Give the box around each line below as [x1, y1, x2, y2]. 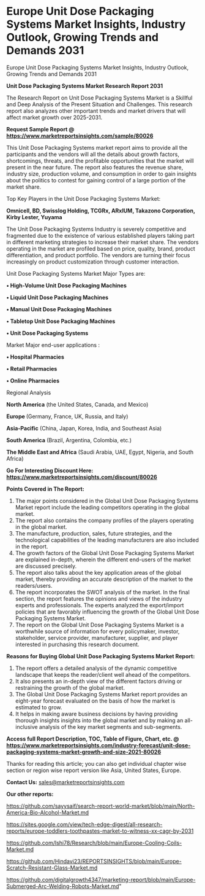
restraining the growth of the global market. [15, 684, 125, 691]
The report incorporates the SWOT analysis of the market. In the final [15, 588, 190, 596]
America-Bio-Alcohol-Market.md [6, 809, 89, 816]
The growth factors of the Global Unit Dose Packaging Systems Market [15, 549, 195, 556]
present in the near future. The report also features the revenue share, [6, 163, 184, 171]
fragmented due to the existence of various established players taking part [6, 232, 195, 239]
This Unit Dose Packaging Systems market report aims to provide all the [6, 144, 188, 151]
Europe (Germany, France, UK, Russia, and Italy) [6, 413, 129, 420]
